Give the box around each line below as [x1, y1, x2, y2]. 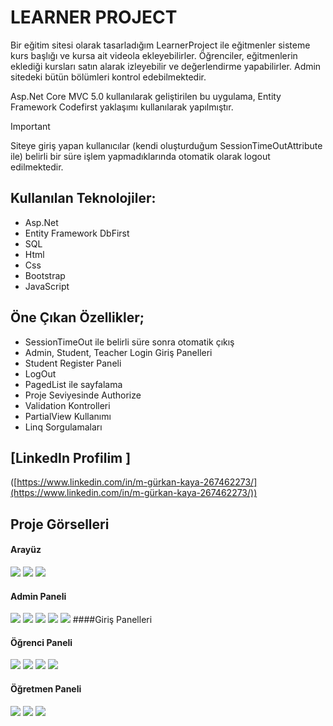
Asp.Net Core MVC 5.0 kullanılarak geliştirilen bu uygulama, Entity [10, 90, 282, 102]
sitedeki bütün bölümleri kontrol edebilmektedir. [10, 71, 207, 83]
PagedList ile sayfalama [24, 378, 123, 390]
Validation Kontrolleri [24, 399, 111, 411]
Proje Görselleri [10, 516, 110, 533]
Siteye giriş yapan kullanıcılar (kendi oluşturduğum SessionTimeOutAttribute [10, 139, 323, 151]
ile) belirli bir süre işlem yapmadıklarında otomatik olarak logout [10, 150, 271, 162]
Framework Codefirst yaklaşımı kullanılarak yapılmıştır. [10, 101, 234, 113]
